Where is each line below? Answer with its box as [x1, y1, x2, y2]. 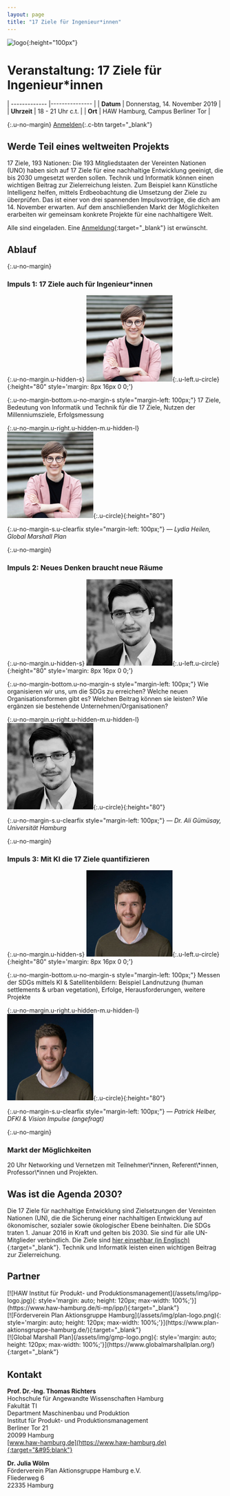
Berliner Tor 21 [7, 1423, 49, 1432]
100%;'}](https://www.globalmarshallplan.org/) [82, 1340, 215, 1348]
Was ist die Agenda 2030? [7, 1188, 123, 1200]
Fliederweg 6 [7, 1474, 45, 1482]
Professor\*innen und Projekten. [7, 1168, 98, 1177]
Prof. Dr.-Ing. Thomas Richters [7, 1387, 96, 1395]
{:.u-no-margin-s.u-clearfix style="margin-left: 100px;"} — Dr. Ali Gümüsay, [7, 816, 222, 825]
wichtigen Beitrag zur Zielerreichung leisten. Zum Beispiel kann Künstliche [7, 181, 218, 189]
